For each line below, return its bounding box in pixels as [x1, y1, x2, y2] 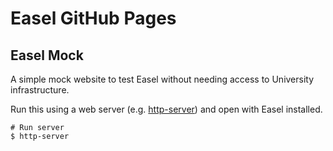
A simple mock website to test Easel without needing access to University [10, 73, 315, 85]
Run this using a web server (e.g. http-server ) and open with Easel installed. [10, 103, 323, 115]
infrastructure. [10, 84, 70, 96]
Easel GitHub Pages [10, 7, 177, 30]
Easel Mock [10, 47, 84, 64]
